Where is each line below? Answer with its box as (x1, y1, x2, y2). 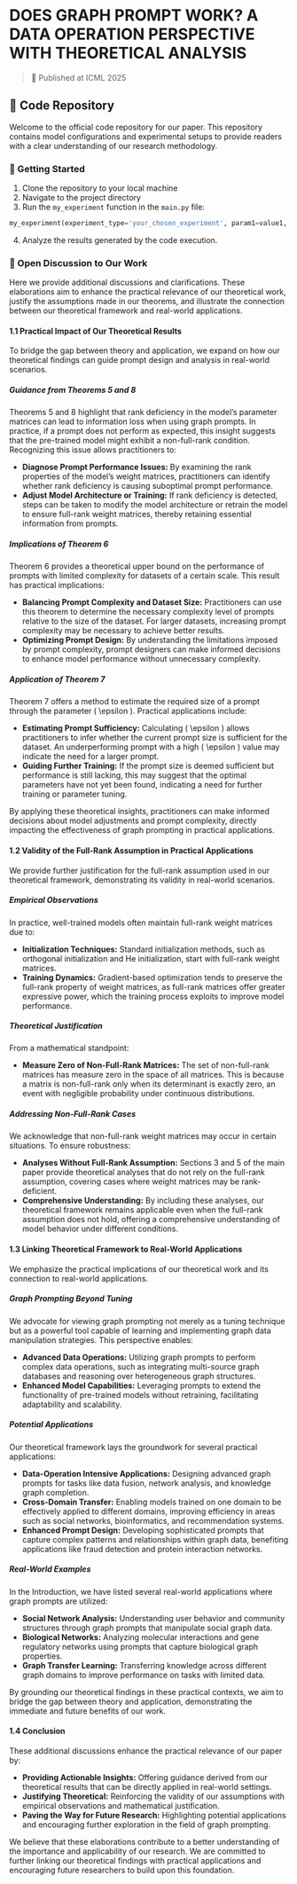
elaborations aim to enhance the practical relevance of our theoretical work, (9, 287, 286, 297)
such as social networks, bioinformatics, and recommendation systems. (21, 1515, 285, 1526)
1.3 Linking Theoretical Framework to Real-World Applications (9, 1244, 243, 1255)
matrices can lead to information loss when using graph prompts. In (9, 416, 256, 427)
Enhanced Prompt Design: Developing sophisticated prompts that (21, 1525, 264, 1535)
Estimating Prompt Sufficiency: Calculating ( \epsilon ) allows (21, 723, 250, 734)
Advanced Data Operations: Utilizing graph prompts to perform (21, 1352, 255, 1362)
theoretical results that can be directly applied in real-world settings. (21, 1781, 272, 1792)
